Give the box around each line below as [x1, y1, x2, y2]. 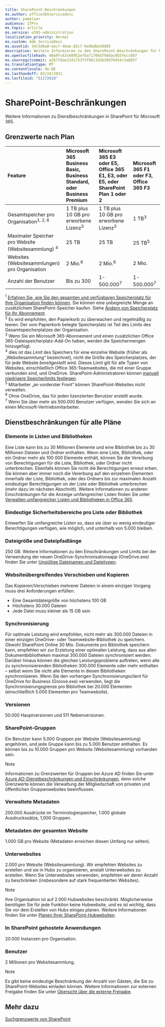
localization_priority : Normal [5, 35, 69, 40]
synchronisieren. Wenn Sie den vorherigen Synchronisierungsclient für [5, 673, 148, 679]
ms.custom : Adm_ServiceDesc [5, 39, 63, 44]
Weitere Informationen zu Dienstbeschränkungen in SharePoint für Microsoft [5, 113, 160, 119]
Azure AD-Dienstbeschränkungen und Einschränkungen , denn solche [5, 776, 146, 781]
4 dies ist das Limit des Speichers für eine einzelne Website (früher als [5, 348, 147, 355]
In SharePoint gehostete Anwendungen [5, 925, 101, 932]
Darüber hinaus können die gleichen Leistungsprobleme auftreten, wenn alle [5, 657, 160, 663]
